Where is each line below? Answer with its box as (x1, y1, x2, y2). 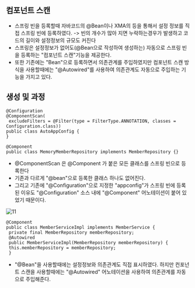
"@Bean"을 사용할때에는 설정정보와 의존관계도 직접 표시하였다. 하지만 (14, 261, 174, 268)
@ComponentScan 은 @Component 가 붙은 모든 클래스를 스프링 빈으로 (14, 159, 180, 166)
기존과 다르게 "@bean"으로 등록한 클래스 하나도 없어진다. (14, 174, 146, 181)
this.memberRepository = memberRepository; (8, 245, 116, 251)
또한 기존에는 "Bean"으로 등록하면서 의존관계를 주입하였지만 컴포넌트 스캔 (14, 58, 183, 65)
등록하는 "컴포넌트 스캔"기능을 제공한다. (20, 51, 112, 58)
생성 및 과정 (6, 92, 46, 102)
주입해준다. (25, 275, 51, 282)
